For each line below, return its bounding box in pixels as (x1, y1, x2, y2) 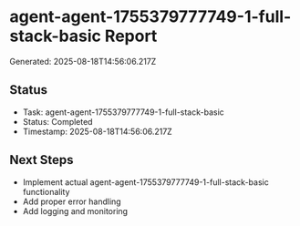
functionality (22, 186, 70, 197)
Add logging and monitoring (22, 205, 129, 216)
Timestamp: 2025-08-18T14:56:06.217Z (22, 126, 173, 137)
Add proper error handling (22, 196, 121, 207)
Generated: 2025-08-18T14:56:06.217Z (9, 56, 157, 67)
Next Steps (9, 152, 74, 168)
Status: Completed (22, 116, 93, 127)
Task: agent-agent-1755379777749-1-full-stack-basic (22, 107, 225, 118)
